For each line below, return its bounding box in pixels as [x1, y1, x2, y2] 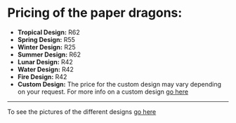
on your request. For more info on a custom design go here [17, 87, 188, 96]
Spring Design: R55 [17, 35, 76, 43]
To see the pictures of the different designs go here [7, 107, 157, 116]
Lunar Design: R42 [17, 57, 74, 66]
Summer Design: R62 [17, 50, 81, 59]
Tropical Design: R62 [17, 28, 81, 36]
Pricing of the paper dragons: [7, 5, 183, 21]
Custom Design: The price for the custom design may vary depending [17, 80, 222, 88]
